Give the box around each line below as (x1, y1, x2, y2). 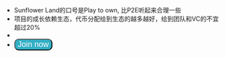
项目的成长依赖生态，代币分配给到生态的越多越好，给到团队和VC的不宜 (13, 14, 219, 23)
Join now (17, 40, 49, 49)
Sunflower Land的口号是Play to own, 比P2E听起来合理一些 (13, 6, 182, 14)
